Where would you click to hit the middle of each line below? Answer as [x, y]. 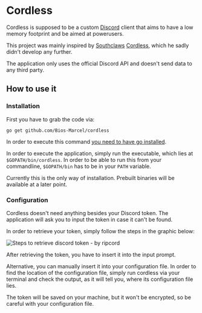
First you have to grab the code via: [50, 119]
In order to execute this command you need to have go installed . [86, 141]
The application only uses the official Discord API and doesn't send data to [99, 63]
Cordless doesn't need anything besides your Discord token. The [87, 213]
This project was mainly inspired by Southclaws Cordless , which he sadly [98, 45]
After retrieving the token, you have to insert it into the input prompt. [91, 254]
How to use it [31, 89]
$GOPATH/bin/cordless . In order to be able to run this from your [84, 160]
